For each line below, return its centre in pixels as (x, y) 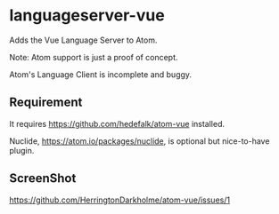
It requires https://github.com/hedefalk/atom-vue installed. (117, 123)
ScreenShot (43, 178)
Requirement (46, 103)
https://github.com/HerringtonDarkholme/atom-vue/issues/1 (119, 200)
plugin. (22, 150)
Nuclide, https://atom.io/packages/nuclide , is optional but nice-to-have (139, 141)
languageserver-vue (87, 16)
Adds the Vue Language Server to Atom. (83, 40)
